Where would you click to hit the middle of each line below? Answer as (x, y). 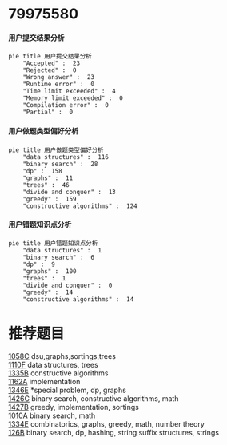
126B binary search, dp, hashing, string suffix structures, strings (114, 432)
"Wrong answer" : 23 (58, 77)
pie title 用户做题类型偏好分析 (56, 150)
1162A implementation (44, 381)
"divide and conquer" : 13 (69, 192)
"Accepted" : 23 (52, 64)
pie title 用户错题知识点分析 (53, 243)
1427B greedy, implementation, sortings (74, 407)
